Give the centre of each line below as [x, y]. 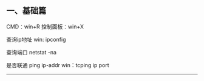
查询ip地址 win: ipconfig [36, 39]
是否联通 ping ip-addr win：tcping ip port [58, 65]
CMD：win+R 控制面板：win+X [45, 27]
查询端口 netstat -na [31, 52]
